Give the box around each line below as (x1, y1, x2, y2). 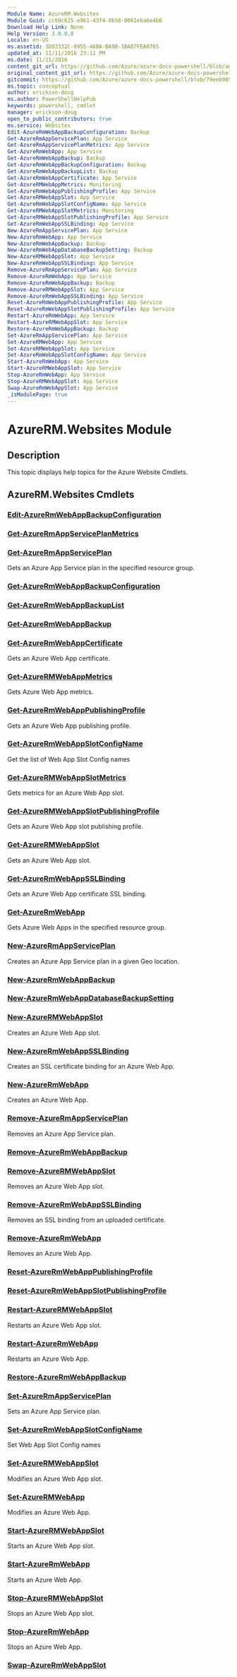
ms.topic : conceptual (7, 83, 71, 90)
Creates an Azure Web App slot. (7, 1028, 101, 1037)
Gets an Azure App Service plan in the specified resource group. (7, 563, 195, 572)
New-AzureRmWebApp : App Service (7, 234, 102, 241)
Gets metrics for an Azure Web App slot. (7, 788, 125, 798)
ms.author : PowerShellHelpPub (7, 96, 97, 103)
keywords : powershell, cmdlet (7, 102, 97, 109)
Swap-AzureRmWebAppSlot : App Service (7, 384, 119, 392)
